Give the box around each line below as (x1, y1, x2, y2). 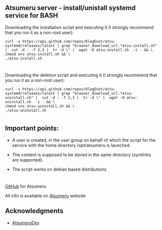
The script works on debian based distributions (12, 166, 107, 172)
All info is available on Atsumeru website (5, 193, 86, 198)
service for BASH (5, 12, 58, 20)
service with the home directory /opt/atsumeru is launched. (12, 142, 131, 148)
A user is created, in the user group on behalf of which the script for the (12, 137, 156, 143)
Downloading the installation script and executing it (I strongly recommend (5, 24, 154, 30)
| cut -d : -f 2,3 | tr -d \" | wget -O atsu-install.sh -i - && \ (5, 47, 153, 53)
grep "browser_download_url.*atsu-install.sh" (61, 43, 158, 48)
